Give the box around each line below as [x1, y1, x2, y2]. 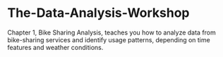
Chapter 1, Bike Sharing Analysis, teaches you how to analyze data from [7, 28, 217, 37]
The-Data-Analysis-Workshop [7, 5, 190, 21]
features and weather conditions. [7, 43, 104, 51]
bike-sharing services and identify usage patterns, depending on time [7, 35, 210, 44]
